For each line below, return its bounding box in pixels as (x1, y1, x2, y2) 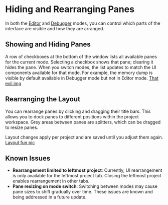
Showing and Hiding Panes (5, 40, 91, 49)
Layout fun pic (5, 140, 35, 146)
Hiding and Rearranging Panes (5, 4, 134, 15)
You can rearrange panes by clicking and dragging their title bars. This (5, 108, 151, 114)
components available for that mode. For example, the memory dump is (5, 70, 153, 76)
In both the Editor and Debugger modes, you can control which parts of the (5, 20, 160, 26)
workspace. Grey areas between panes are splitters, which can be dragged (5, 119, 161, 125)
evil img (5, 80, 22, 86)
